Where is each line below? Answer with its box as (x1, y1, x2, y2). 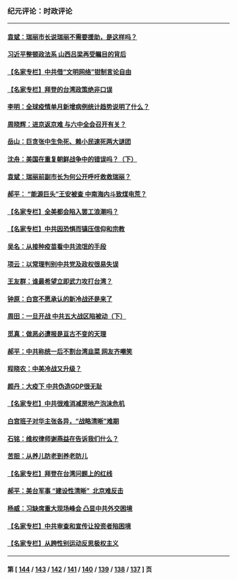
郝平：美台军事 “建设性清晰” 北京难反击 (7, 487, 123, 495)
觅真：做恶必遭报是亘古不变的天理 (7, 330, 107, 338)
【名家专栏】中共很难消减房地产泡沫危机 (7, 399, 125, 408)
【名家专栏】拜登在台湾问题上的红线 (7, 469, 113, 478)
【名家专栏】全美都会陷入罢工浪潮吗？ (7, 207, 119, 216)
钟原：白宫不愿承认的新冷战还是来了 (7, 294, 113, 303)
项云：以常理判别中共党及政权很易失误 (7, 260, 119, 268)
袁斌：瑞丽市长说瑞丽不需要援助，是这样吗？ (7, 32, 138, 41)
